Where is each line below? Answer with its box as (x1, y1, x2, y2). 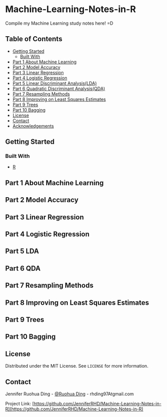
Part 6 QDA (5, 264, 41, 273)
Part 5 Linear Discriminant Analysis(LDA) (12, 80, 97, 86)
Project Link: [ (5, 400, 34, 406)
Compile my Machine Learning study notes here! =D (5, 20, 114, 26)
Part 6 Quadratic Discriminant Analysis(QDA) (12, 86, 106, 92)
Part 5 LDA (5, 247, 39, 256)
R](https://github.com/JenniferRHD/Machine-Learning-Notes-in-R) (5, 406, 143, 412)
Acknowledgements (12, 123, 54, 129)
